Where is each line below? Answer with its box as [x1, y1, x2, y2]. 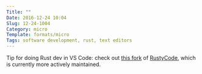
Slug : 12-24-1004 [6, 20, 51, 26]
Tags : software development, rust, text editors [6, 37, 132, 43]
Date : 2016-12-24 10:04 [6, 15, 67, 21]
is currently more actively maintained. [6, 61, 101, 68]
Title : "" [6, 9, 32, 15]
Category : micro [6, 26, 48, 32]
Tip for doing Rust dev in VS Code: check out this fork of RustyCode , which [6, 54, 197, 61]
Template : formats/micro [6, 32, 70, 38]
